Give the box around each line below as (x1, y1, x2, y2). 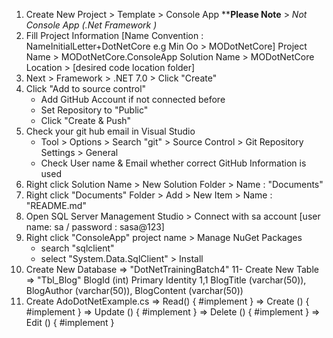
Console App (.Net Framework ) (25, 19, 158, 31)
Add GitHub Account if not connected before (40, 94, 226, 105)
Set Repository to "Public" (40, 104, 149, 116)
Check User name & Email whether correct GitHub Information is (40, 157, 307, 169)
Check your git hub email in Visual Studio (25, 125, 196, 137)
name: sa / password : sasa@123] (25, 221, 165, 233)
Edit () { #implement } (25, 317, 115, 328)
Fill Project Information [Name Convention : (25, 30, 204, 41)
